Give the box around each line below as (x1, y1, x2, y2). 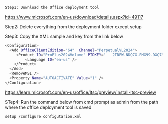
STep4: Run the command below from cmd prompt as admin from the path (5, 99, 158, 105)
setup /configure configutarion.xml (5, 114, 81, 119)
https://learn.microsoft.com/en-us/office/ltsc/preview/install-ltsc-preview (5, 89, 156, 95)
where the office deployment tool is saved (5, 104, 92, 110)
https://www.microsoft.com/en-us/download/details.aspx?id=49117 (5, 14, 144, 20)
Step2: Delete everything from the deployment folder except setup (5, 23, 142, 30)
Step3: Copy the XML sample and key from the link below (5, 33, 123, 39)
